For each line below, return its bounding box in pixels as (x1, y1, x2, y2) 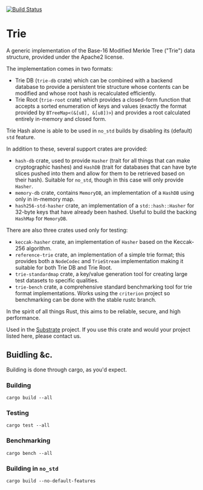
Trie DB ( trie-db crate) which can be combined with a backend (14, 76, 173, 84)
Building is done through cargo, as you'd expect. (6, 366, 127, 373)
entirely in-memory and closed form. (14, 115, 107, 122)
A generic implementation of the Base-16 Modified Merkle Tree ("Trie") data (6, 47, 195, 54)
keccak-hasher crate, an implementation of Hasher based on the (14, 238, 172, 245)
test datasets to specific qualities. (14, 276, 99, 284)
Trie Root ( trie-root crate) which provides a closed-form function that (14, 96, 192, 103)
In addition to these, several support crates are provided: (6, 145, 148, 152)
